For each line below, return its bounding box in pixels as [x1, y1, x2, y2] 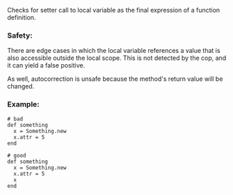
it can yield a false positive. [7, 61, 86, 70]
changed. [7, 82, 35, 91]
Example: [7, 100, 40, 109]
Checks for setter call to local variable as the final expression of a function [7, 6, 220, 14]
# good [7, 152, 26, 159]
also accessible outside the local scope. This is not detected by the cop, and [7, 54, 227, 62]
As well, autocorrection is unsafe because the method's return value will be [7, 75, 223, 83]
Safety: [7, 31, 33, 40]
